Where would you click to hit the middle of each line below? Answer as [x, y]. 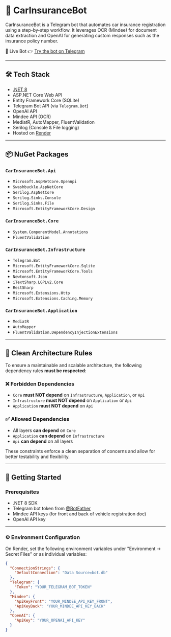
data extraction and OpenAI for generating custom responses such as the [82, 35]
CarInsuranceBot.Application [41, 311]
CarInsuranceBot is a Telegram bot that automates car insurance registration [85, 25]
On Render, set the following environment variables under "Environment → [83, 549]
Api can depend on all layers [43, 441]
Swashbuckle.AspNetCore [38, 187]
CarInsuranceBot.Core [32, 221]
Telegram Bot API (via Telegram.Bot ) [50, 106]
